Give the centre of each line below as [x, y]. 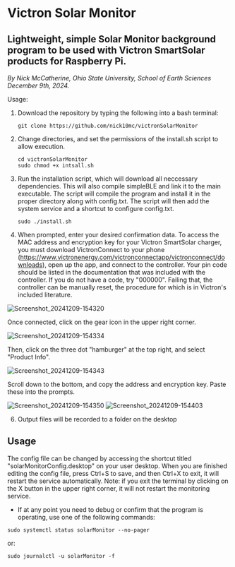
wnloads [30, 265]
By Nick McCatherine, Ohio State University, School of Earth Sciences [109, 78]
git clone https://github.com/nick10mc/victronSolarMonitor [108, 126]
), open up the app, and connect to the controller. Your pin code [135, 265]
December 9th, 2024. [38, 85]
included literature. [45, 295]
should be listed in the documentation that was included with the [112, 272]
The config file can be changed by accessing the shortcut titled [100, 458]
